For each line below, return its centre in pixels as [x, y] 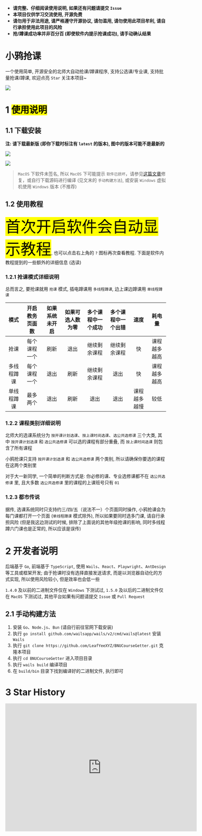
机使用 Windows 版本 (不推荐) [47, 186]
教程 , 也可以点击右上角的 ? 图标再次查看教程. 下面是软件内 [92, 249]
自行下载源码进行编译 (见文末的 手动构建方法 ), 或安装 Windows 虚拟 [99, 180]
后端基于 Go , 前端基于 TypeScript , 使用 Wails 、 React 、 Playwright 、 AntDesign [86, 566]
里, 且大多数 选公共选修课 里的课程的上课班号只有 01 [67, 483]
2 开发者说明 [32, 551]
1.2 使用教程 [24, 204]
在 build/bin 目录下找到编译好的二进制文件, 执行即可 [68, 671]
